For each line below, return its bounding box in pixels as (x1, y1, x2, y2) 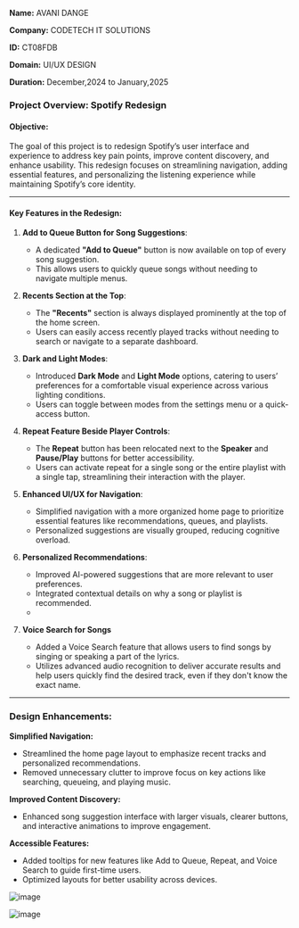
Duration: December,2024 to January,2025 (9, 77, 169, 87)
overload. (35, 534, 71, 545)
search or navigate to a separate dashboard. (35, 336, 198, 347)
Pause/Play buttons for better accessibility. (35, 452, 195, 463)
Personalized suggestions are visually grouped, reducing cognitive (35, 526, 280, 536)
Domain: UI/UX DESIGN (9, 60, 97, 70)
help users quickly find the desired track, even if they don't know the (35, 670, 287, 681)
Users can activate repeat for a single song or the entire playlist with (35, 462, 287, 473)
